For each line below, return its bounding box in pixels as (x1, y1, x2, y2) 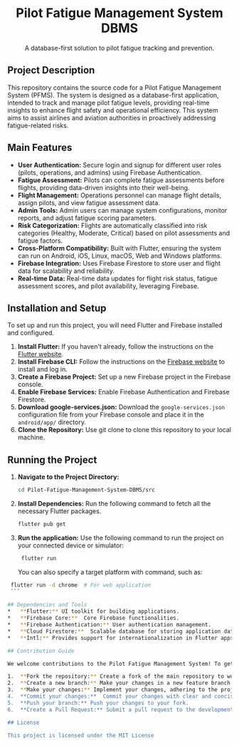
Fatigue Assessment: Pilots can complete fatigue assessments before (17, 176, 225, 184)
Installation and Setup (7, 302, 107, 314)
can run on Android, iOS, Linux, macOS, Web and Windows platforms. (17, 251, 223, 260)
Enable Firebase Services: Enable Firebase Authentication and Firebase (17, 388, 230, 396)
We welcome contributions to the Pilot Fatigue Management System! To (7, 660, 221, 667)
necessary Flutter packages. (17, 507, 102, 515)
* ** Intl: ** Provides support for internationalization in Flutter (7, 634, 218, 641)
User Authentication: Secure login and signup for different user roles (17, 160, 222, 169)
